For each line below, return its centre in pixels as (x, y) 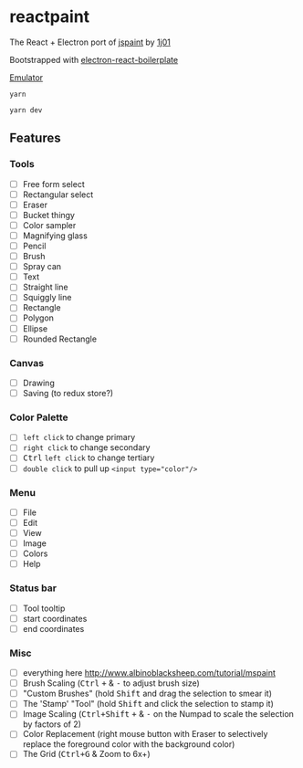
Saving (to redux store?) (68, 393)
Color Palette (39, 417)
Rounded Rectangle (60, 339)
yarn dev (26, 110)
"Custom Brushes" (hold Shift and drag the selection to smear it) (147, 694)
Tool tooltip (44, 608)
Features (35, 138)
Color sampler (49, 225)
